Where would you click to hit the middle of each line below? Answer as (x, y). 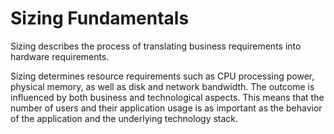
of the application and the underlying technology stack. (124, 118)
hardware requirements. (60, 56)
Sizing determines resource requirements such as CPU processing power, (162, 76)
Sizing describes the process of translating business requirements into (156, 46)
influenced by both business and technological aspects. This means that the (167, 97)
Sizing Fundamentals (100, 18)
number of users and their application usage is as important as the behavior (166, 108)
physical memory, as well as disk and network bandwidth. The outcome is (162, 86)
